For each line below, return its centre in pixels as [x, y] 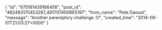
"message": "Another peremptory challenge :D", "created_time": [70, 17]
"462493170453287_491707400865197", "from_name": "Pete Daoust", [76, 12]
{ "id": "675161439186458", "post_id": [43, 7]
